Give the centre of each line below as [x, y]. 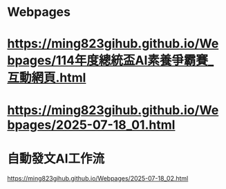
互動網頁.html [47, 78]
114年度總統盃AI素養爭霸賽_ [135, 61]
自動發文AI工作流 [56, 158]
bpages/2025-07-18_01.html [91, 125]
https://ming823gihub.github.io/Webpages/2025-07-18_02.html [98, 178]
